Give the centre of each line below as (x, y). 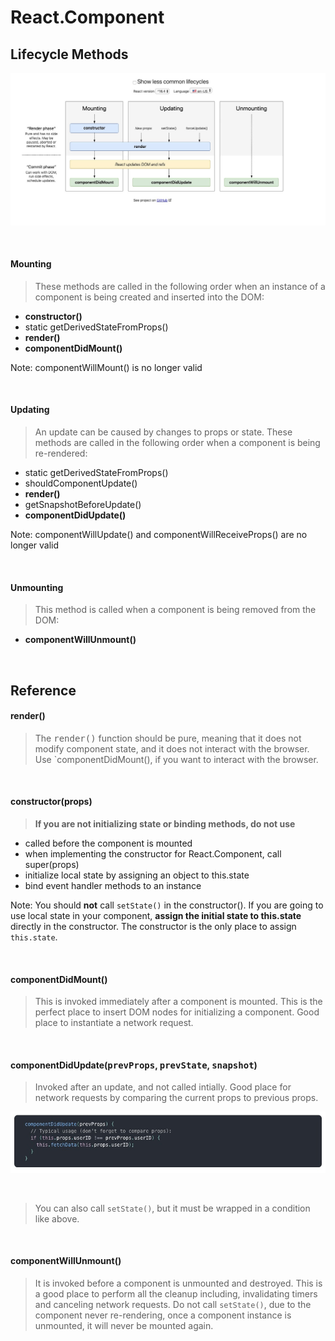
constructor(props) (51, 802)
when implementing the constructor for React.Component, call (153, 854)
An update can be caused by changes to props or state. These (163, 432)
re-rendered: (61, 453)
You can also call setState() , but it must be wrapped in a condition (172, 1208)
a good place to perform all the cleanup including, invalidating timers (176, 1293)
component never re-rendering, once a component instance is (163, 1315)
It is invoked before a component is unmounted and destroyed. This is (178, 1283)
